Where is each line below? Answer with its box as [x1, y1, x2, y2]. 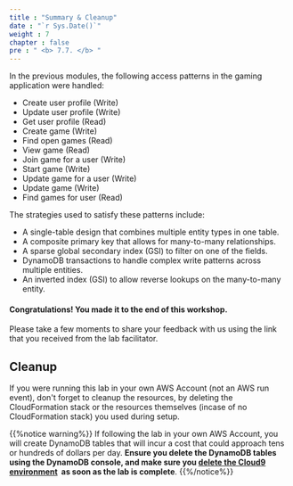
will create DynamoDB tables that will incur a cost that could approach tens [9, 438, 285, 449]
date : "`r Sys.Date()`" [9, 21, 102, 30]
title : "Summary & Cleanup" [9, 12, 118, 22]
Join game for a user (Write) [21, 154, 126, 165]
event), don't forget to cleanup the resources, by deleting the [9, 392, 233, 403]
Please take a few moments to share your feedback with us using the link [9, 324, 278, 334]
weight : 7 [9, 29, 50, 38]
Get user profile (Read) [21, 117, 107, 128]
